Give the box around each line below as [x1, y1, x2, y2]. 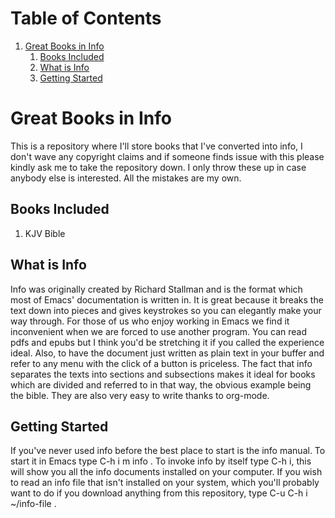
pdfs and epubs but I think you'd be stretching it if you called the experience [10, 336, 325, 348]
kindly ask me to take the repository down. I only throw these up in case [10, 161, 307, 173]
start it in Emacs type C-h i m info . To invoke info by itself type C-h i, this [10, 455, 312, 467]
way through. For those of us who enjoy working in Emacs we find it [10, 315, 290, 327]
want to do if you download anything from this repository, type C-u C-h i [10, 487, 308, 499]
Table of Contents [10, 7, 162, 30]
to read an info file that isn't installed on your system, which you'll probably [10, 477, 320, 489]
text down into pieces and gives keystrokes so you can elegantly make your [10, 304, 322, 316]
